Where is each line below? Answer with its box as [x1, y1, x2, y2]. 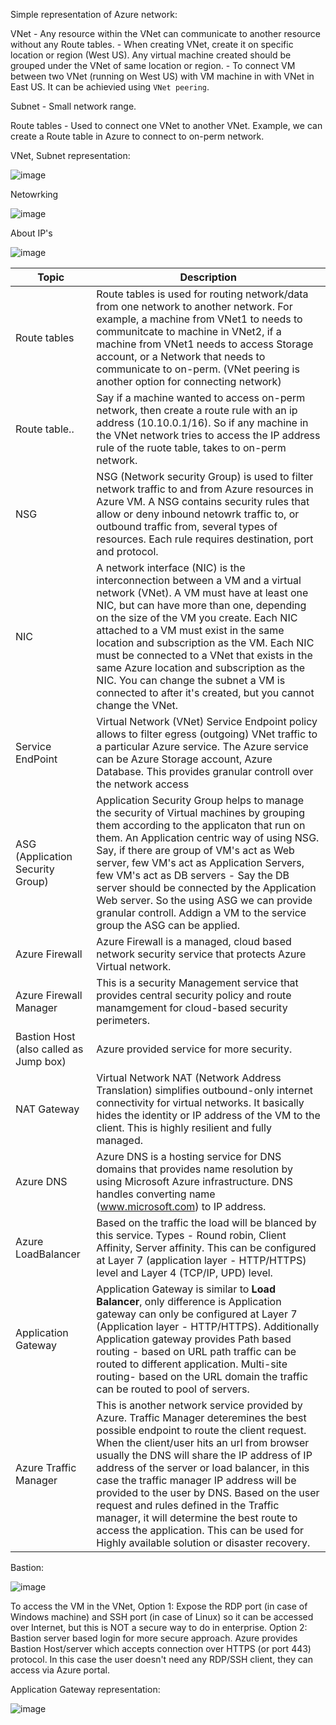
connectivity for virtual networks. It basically [96, 1096, 305, 1109]
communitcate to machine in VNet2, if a [96, 325, 282, 338]
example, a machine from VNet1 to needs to [96, 312, 303, 326]
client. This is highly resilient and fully [96, 1121, 272, 1134]
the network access [96, 777, 190, 791]
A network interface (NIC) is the [96, 561, 246, 574]
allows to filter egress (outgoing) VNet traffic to [96, 727, 318, 741]
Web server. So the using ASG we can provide [96, 894, 313, 907]
